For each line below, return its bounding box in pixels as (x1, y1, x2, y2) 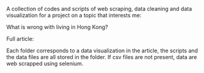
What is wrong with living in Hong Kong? (6, 24, 108, 30)
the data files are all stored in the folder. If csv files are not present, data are (6, 54, 197, 60)
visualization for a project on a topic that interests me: (6, 12, 142, 19)
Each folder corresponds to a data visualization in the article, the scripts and (6, 47, 199, 54)
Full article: (6, 35, 34, 42)
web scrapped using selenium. (6, 60, 84, 67)
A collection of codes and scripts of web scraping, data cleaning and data (6, 5, 192, 12)
